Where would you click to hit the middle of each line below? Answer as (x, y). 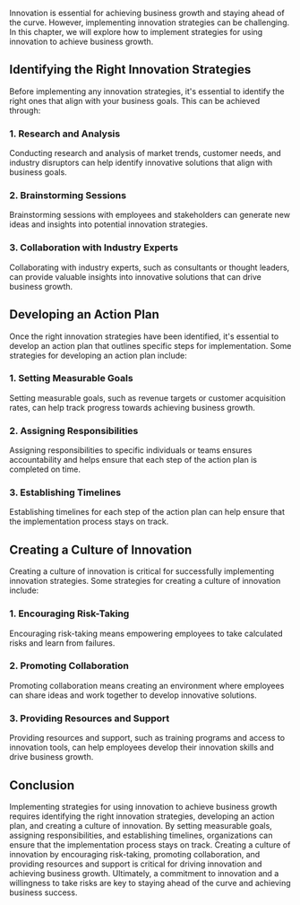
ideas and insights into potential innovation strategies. (109, 224)
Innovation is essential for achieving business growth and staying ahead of (147, 13)
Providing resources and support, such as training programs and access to (147, 738)
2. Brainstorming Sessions (68, 196)
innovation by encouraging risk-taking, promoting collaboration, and (135, 854)
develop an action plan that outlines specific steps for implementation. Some (150, 345)
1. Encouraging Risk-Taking (69, 613)
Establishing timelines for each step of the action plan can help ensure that (147, 512)
